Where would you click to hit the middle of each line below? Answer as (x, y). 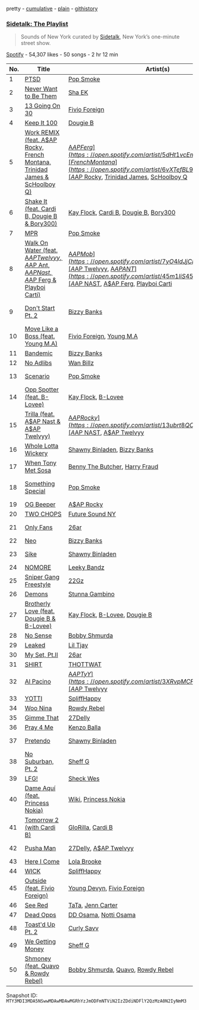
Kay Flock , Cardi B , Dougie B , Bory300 (122, 213)
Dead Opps (40, 915)
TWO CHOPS (43, 514)
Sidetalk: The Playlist (37, 24)
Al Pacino (38, 682)
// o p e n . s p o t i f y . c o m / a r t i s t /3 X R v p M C (140, 682)
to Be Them (41, 96)
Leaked (35, 645)
